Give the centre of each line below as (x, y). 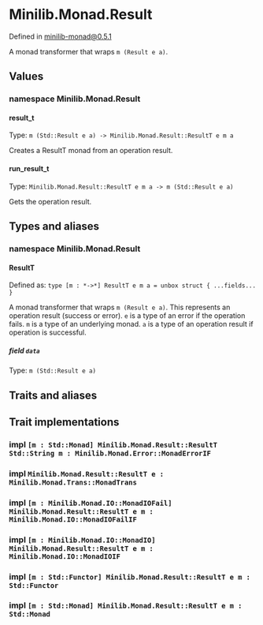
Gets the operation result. (50, 201)
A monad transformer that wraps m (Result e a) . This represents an (120, 307)
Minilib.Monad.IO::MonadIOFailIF (73, 519)
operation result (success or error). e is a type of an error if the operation (127, 316)
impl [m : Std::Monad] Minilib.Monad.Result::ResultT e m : (126, 605)
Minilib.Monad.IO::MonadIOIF (65, 556)
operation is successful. (48, 332)
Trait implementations (64, 422)
